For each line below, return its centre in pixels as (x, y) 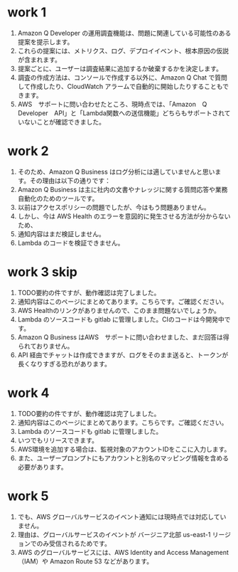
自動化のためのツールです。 (58, 198)
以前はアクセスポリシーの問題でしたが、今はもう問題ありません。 (114, 207)
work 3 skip (43, 272)
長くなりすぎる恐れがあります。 (64, 364)
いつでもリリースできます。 (58, 440)
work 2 (28, 151)
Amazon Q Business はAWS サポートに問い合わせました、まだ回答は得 (123, 337)
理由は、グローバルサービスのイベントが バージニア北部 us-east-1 (114, 534)
